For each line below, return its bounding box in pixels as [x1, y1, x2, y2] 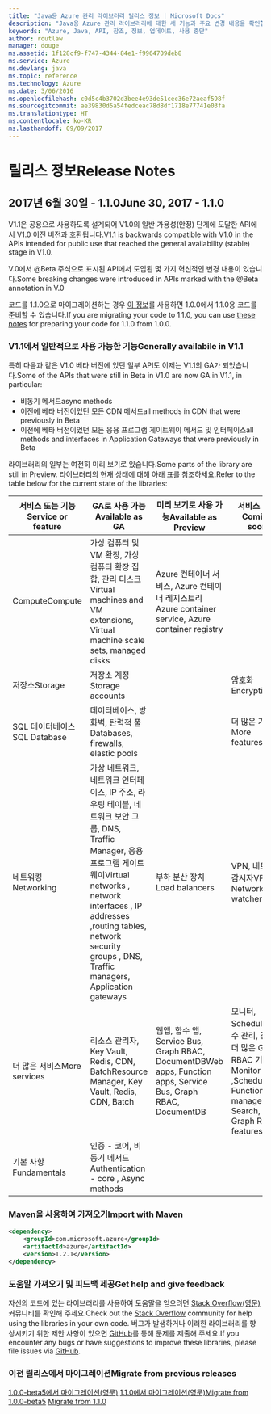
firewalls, [90, 738, 125, 749]
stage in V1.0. [8, 247, 53, 257]
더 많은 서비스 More [12, 1060, 82, 1071]
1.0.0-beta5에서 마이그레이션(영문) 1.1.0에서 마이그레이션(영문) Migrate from [8, 1387, 249, 1398]
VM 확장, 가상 [90, 549, 140, 561]
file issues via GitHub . [8, 1346, 81, 1356]
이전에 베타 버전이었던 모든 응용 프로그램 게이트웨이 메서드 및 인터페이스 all [19, 425, 254, 435]
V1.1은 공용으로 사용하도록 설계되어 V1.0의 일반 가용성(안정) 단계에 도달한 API [8, 219, 252, 229]
